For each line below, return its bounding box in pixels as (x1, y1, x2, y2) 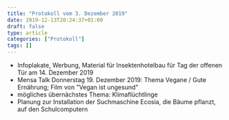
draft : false (7, 23, 45, 30)
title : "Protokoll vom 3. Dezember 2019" (7, 10, 128, 17)
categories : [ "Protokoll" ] (7, 36, 85, 43)
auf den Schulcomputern (17, 105, 88, 113)
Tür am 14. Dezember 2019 (17, 68, 94, 77)
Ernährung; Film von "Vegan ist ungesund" (17, 83, 139, 91)
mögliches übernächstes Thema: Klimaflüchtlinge (17, 90, 159, 99)
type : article (7, 29, 48, 37)
